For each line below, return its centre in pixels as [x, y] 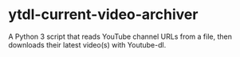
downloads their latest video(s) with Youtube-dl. [87, 44]
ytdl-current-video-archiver [103, 15]
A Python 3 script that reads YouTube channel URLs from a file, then [120, 36]
